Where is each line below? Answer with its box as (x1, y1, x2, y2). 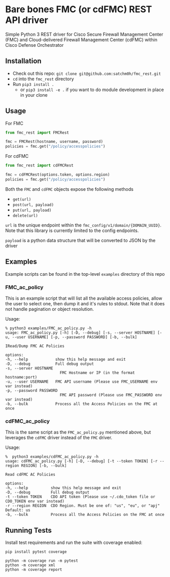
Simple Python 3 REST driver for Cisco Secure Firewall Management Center (5, 31, 163, 37)
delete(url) (12, 213, 38, 218)
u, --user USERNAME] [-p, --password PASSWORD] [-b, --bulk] (5, 334, 138, 339)
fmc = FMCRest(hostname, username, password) (5, 139, 103, 145)
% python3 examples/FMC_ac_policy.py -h (5, 326, 92, 331)
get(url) (12, 197, 31, 202)
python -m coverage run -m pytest (5, 558, 79, 563)
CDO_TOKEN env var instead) (5, 499, 65, 504)
